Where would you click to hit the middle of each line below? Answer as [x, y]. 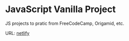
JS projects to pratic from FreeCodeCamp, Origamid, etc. [65, 23]
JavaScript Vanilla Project [60, 9]
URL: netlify [17, 33]
